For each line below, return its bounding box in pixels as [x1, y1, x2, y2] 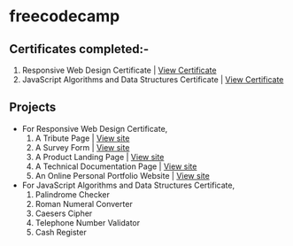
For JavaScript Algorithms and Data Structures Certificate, [21, 180, 235, 190]
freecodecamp [9, 6, 120, 27]
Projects [9, 100, 57, 115]
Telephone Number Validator [35, 217, 141, 227]
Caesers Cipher [35, 208, 93, 219]
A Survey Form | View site [35, 142, 130, 152]
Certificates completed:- [9, 42, 149, 57]
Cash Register [35, 227, 87, 237]
